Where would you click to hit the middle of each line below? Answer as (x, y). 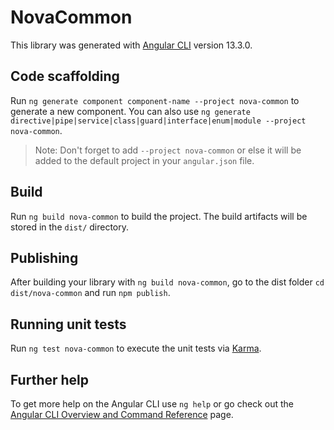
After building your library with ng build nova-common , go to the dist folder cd (167, 282)
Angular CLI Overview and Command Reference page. (122, 414)
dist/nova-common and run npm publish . (90, 293)
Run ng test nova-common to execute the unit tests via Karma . (136, 348)
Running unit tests (68, 324)
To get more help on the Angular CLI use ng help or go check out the (152, 404)
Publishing (44, 257)
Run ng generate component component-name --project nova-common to (155, 100)
